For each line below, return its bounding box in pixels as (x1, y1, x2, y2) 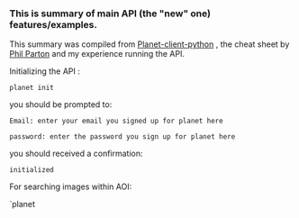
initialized (9, 166, 54, 175)
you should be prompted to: (9, 99, 113, 110)
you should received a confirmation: (9, 148, 143, 159)
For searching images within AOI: (9, 181, 132, 192)
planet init (9, 84, 54, 93)
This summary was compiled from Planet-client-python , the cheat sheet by (9, 39, 290, 50)
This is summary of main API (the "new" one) (9, 7, 212, 20)
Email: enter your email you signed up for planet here (9, 116, 223, 126)
